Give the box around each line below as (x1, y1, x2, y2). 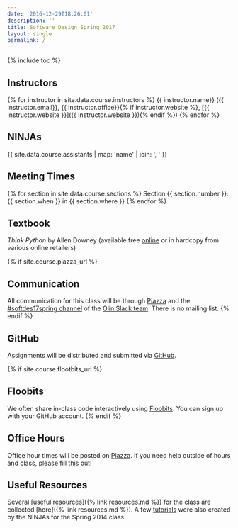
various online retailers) (7, 244, 76, 252)
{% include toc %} (7, 56, 62, 64)
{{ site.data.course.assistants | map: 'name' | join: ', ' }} (7, 150, 168, 158)
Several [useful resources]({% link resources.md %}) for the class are (7, 498, 211, 507)
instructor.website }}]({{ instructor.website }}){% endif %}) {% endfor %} (7, 111, 220, 119)
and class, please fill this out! (7, 459, 92, 467)
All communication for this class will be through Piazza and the (7, 297, 191, 305)
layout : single (7, 30, 52, 38)
